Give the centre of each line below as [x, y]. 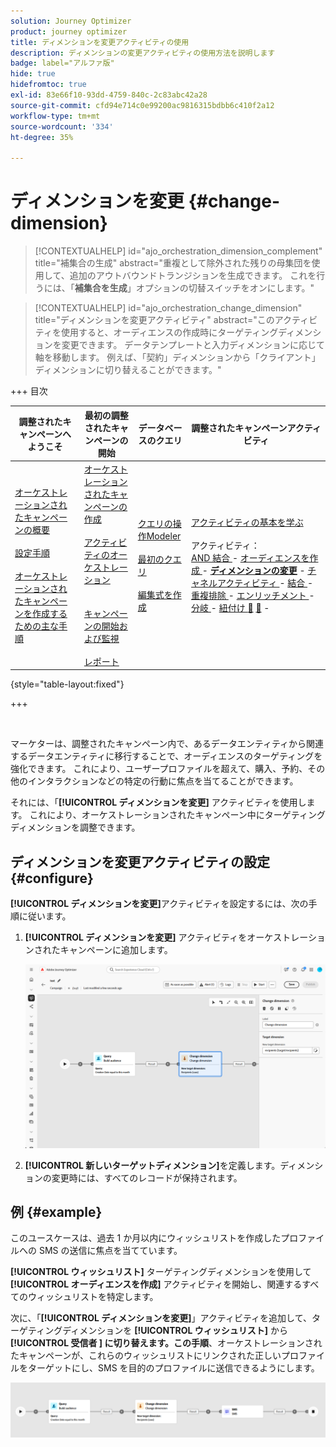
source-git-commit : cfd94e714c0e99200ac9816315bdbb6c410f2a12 [142, 105]
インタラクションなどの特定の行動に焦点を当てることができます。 [163, 781]
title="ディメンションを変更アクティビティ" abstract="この [154, 320]
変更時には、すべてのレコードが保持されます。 [147, 1177]
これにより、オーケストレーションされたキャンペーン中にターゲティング [177, 815]
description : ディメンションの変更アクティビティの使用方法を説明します [143, 53]
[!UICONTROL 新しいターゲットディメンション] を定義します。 [152, 1165]
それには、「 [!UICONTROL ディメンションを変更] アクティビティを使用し [158, 802]
